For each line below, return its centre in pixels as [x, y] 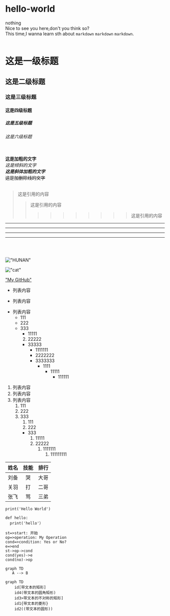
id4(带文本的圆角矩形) [35, 593]
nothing [13, 23]
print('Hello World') [28, 509]
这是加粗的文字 [21, 158]
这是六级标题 [18, 137]
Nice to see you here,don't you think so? [47, 28]
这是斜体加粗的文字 [25, 171]
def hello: [17, 518]
